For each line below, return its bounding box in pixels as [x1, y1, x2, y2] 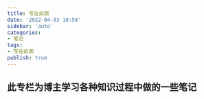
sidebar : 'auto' [7, 23, 54, 29]
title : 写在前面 [7, 10, 49, 17]
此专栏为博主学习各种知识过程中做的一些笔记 [7, 81, 197, 93]
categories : [7, 29, 41, 36]
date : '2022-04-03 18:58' [7, 16, 81, 23]
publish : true [7, 55, 48, 61]
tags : [7, 42, 23, 48]
